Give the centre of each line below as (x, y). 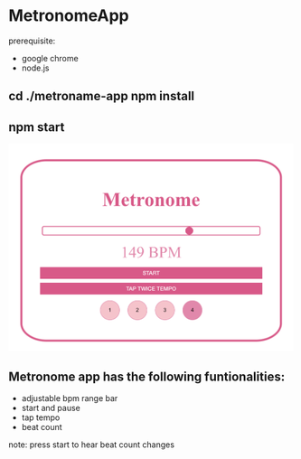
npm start (37, 127)
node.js (36, 68)
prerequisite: (32, 41)
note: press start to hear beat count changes (92, 445)
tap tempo (41, 417)
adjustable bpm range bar (70, 398)
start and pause (51, 407)
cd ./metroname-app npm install (102, 96)
